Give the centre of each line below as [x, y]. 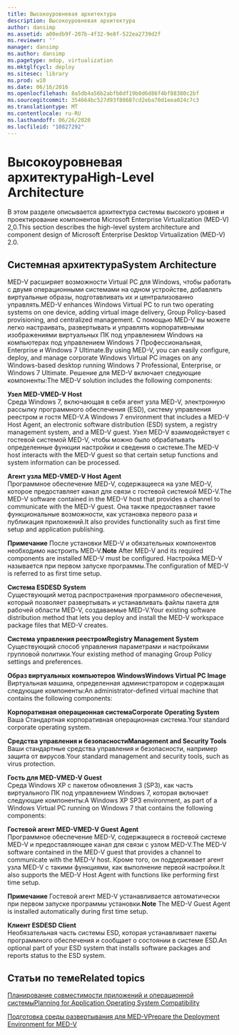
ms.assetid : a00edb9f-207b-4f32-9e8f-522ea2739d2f [84, 34]
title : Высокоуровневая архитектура [62, 14]
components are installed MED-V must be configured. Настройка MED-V [115, 559]
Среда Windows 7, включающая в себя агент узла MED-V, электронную [117, 402]
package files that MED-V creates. [58, 626]
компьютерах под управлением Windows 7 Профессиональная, [105, 342]
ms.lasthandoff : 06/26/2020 [49, 120]
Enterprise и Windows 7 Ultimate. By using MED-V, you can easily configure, [119, 350]
